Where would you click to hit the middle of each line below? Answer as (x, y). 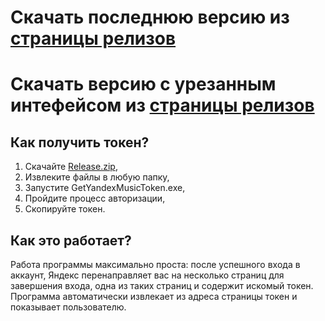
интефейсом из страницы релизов (162, 105)
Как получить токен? (80, 142)
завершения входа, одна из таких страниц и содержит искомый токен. (162, 285)
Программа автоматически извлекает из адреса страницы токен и (154, 296)
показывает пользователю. (68, 307)
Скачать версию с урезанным (143, 84)
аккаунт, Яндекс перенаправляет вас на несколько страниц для (147, 275)
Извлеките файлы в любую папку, (97, 177)
